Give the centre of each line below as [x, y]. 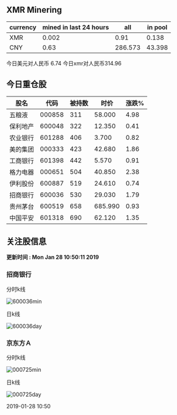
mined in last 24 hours [76, 27]
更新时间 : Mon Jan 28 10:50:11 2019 [53, 257]
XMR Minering [34, 10]
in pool [157, 27]
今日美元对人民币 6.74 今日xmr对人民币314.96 [64, 63]
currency [23, 27]
